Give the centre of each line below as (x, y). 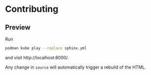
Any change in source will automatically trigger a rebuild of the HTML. (75, 67)
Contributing (32, 9)
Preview (18, 27)
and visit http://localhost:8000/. (37, 57)
